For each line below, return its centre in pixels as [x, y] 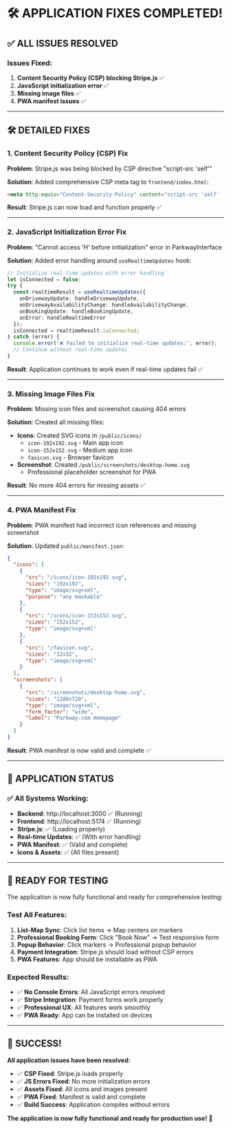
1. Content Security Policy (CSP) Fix [68, 153]
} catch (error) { [33, 337]
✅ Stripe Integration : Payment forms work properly [90, 1000]
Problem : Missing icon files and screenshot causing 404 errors [97, 409]
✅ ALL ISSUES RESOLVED [63, 43]
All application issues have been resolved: [69, 1060]
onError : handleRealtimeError [63, 318]
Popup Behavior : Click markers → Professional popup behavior [107, 944]
